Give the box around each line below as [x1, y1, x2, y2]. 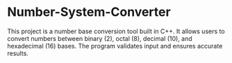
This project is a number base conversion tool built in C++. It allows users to [7, 27, 225, 35]
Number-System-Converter [7, 4, 172, 20]
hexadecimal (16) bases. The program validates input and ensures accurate [7, 42, 223, 50]
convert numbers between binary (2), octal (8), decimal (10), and [7, 34, 192, 42]
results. [7, 49, 29, 57]
